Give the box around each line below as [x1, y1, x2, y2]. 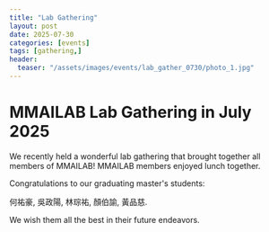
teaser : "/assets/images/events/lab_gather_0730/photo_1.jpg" [17, 64, 255, 73]
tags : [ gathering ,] [9, 47, 82, 56]
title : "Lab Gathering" [9, 13, 99, 22]
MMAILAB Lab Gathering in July [9, 103, 252, 122]
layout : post [9, 22, 58, 31]
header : [9, 55, 39, 64]
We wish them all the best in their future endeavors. [9, 214, 200, 225]
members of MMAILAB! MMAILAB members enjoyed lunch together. [9, 160, 261, 171]
